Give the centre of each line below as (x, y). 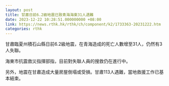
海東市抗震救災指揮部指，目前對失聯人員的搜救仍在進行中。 (68, 61)
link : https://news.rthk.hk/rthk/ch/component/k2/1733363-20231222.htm (83, 24)
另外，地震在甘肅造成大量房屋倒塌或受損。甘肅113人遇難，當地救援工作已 (82, 72)
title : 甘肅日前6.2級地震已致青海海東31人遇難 (50, 15)
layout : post (19, 10)
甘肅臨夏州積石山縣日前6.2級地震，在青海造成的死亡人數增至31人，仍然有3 (84, 44)
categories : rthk (24, 29)
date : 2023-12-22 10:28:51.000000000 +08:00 (53, 19)
